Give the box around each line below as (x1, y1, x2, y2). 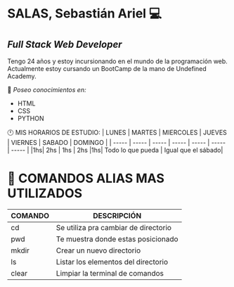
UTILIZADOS (7, 186, 83, 201)
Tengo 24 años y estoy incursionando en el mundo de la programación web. (7, 57, 228, 65)
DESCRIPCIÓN (93, 210, 142, 220)
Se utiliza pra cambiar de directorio (56, 222, 172, 232)
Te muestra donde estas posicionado (56, 234, 178, 243)
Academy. (7, 72, 37, 80)
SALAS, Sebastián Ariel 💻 (7, 6, 162, 22)
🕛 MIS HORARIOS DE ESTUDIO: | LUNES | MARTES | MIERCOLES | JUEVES (7, 128, 227, 136)
